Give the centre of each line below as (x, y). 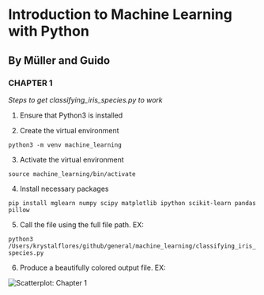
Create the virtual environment (69, 130)
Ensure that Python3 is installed (71, 115)
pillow (19, 210)
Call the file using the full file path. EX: (82, 224)
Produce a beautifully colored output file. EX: (92, 267)
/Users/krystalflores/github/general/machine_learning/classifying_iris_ (132, 246)
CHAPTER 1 (30, 83)
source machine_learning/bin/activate (72, 174)
